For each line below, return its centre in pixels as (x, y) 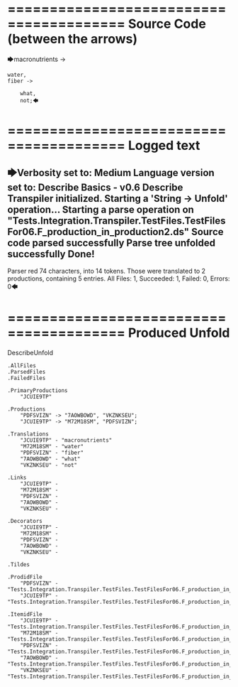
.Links (17, 477)
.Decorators (25, 521)
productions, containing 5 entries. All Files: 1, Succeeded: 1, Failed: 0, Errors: (119, 278)
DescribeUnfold (30, 352)
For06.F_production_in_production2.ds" (98, 232)
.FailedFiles (27, 378)
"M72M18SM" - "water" (52, 446)
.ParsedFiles (27, 372)
